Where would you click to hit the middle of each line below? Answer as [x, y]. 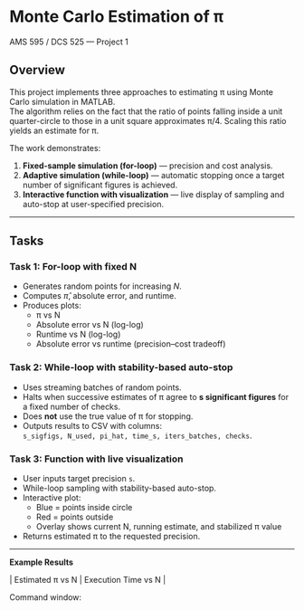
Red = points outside [75, 517]
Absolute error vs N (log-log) [90, 325]
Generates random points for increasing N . [102, 286]
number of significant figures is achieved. [100, 185]
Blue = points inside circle [84, 508]
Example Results [42, 562]
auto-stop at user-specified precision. [93, 204]
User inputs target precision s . [79, 479]
